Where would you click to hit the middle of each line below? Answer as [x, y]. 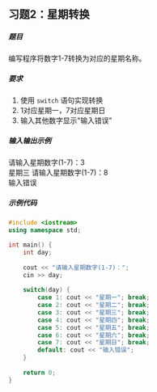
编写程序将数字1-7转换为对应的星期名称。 [77, 58]
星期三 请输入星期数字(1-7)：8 [58, 173]
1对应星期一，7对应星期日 [63, 111]
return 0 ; [40, 373]
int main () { [30, 245]
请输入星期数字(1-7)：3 [47, 162]
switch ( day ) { [47, 290]
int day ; [38, 252]
